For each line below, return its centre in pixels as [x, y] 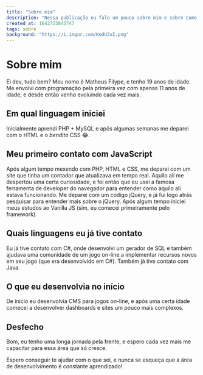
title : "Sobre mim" [31, 12]
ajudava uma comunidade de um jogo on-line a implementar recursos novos [102, 254]
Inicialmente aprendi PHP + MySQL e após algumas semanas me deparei [98, 128]
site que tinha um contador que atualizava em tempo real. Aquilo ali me [95, 175]
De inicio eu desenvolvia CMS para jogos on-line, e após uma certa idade [98, 301]
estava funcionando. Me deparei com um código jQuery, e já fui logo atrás [99, 195]
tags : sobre [21, 29]
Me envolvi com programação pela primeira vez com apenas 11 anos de [96, 88]
